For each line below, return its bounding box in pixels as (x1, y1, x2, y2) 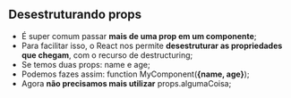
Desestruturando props (8, 7, 142, 22)
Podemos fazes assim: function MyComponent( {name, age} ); (21, 69, 250, 79)
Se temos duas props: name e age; (21, 59, 150, 69)
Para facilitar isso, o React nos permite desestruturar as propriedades (21, 40, 283, 51)
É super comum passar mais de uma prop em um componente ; (21, 30, 257, 41)
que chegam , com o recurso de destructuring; (21, 49, 193, 61)
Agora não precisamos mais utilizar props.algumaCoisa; (21, 78, 232, 88)
